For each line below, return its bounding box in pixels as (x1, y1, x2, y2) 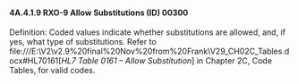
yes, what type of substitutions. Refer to (9, 37, 157, 47)
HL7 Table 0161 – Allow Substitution (61, 55, 192, 66)
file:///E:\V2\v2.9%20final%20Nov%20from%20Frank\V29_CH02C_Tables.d (9, 46, 290, 57)
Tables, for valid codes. (9, 65, 96, 76)
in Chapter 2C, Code (196, 55, 273, 66)
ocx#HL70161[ (9, 55, 62, 66)
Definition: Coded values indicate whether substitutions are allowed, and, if (9, 27, 286, 38)
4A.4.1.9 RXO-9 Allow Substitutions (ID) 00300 (9, 7, 189, 18)
